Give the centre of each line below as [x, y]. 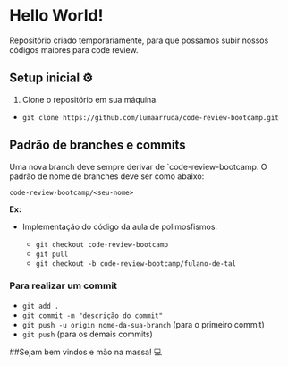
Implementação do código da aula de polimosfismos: [119, 226]
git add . [41, 306]
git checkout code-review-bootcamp [102, 244]
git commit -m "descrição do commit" [93, 315]
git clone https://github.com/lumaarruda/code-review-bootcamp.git [150, 117]
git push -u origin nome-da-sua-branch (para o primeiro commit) [144, 324]
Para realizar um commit [64, 285]
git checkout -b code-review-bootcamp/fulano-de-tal [136, 264]
